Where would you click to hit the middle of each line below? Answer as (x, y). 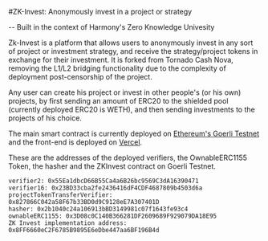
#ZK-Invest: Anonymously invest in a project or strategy (100, 12)
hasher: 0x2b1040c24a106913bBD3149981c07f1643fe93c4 (98, 209)
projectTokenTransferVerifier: (61, 195)
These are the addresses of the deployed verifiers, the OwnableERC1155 (128, 157)
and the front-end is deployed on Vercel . (75, 142)
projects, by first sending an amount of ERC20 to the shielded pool (118, 101)
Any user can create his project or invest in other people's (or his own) (125, 92)
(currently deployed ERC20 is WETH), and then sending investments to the (132, 109)
